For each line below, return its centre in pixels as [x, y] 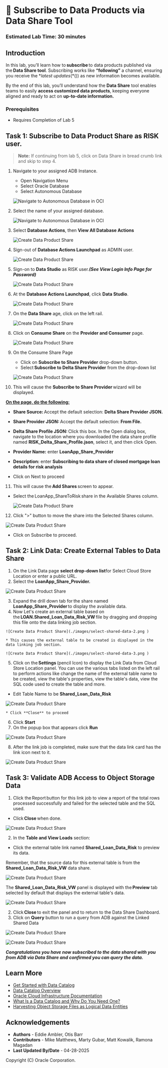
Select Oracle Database [45, 186]
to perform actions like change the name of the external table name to [85, 673]
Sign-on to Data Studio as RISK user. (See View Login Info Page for [82, 269]
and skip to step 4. [37, 161]
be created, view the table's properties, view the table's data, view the [85, 678]
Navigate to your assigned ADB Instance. [55, 171]
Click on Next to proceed [38, 476]
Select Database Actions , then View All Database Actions [73, 230]
